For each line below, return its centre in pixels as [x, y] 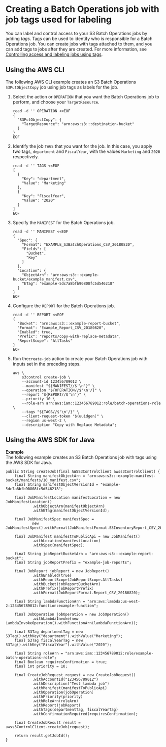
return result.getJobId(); [42, 736]
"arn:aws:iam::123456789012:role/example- [109, 653]
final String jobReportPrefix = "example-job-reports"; [73, 562]
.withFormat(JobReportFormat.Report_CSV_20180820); [86, 593]
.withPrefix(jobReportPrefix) [63, 588]
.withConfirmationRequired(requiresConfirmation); [85, 714]
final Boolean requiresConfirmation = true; [61, 662]
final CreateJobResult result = [48, 723]
